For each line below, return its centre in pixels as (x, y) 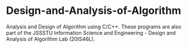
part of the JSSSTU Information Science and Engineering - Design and (91, 32)
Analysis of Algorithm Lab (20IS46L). (51, 39)
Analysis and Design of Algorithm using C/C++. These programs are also (94, 27)
